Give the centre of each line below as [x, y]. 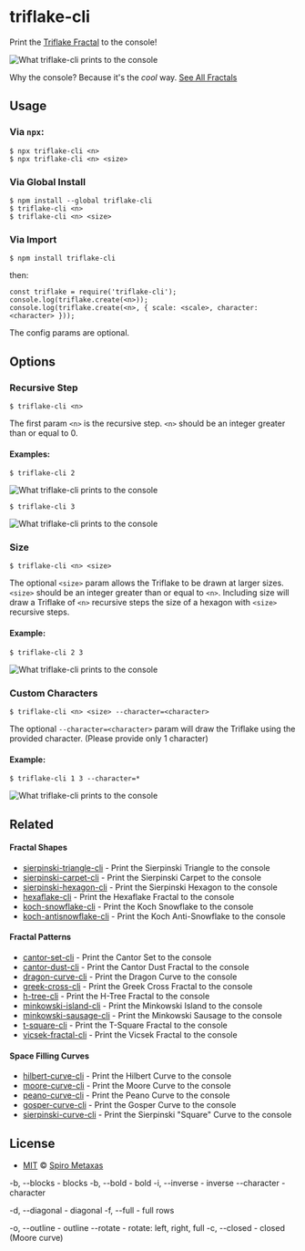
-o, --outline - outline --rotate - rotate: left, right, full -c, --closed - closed [147, 1227]
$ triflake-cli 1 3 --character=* [75, 779]
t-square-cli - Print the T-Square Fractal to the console [125, 1025]
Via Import [33, 239]
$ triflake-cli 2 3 [46, 652]
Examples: [30, 454]
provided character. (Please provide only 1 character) [109, 738]
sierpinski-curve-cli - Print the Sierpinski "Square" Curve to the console [157, 1115]
